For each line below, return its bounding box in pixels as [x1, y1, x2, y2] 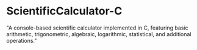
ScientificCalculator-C [6, 4, 123, 18]
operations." [6, 37, 37, 44]
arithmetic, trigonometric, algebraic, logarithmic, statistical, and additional [6, 30, 192, 37]
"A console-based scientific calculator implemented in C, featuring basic [6, 24, 188, 31]
